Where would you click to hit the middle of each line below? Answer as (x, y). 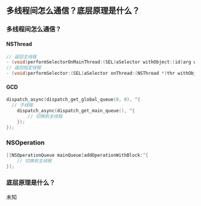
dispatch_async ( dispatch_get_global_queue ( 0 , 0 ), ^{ (73, 100)
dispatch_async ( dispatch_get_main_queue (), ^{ (76, 110)
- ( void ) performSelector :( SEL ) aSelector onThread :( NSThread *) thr (91, 74)
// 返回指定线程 (24, 68)
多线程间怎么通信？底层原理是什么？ (73, 11)
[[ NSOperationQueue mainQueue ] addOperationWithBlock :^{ (77, 155)
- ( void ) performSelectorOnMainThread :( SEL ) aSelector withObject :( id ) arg (99, 62)
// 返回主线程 (22, 57)
